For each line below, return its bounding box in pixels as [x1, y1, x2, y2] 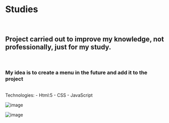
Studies [5, 4, 38, 15]
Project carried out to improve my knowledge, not [5, 35, 164, 44]
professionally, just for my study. [5, 43, 111, 52]
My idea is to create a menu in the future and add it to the [5, 69, 148, 76]
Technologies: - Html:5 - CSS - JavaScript [5, 92, 93, 98]
